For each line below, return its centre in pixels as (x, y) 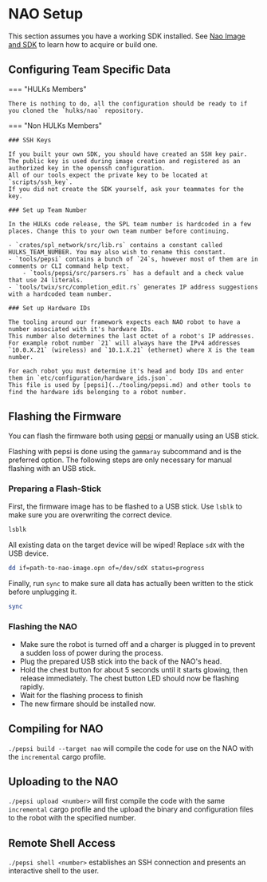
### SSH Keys (30, 140)
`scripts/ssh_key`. (41, 182)
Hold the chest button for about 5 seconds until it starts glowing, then (134, 669)
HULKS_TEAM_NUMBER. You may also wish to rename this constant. (117, 252)
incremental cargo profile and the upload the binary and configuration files (131, 809)
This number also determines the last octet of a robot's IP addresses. (132, 336)
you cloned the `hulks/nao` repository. (77, 110)
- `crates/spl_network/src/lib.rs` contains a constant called (116, 245)
